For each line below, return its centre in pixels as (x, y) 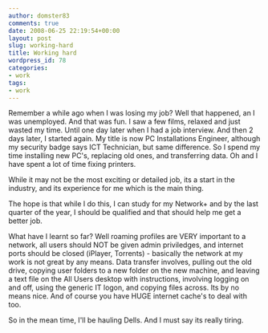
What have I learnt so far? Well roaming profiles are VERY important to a (127, 237)
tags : (17, 83)
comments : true (34, 23)
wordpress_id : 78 (37, 61)
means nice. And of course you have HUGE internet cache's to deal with (128, 296)
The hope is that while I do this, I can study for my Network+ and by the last (134, 204)
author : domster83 (39, 16)
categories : (28, 68)
